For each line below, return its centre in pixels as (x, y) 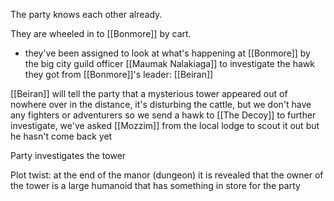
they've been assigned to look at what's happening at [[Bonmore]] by (167, 53)
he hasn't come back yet (61, 136)
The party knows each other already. (86, 14)
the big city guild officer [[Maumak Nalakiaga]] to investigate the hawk (169, 63)
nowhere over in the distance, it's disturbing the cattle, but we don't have (161, 104)
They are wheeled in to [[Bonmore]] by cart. (101, 33)
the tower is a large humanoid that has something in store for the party (155, 185)
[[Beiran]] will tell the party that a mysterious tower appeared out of (149, 93)
